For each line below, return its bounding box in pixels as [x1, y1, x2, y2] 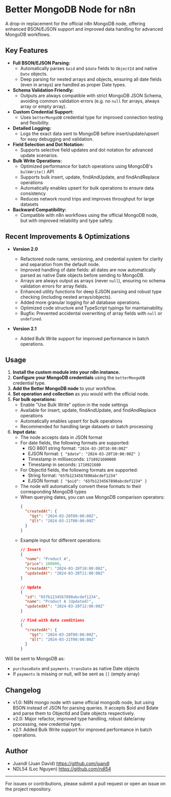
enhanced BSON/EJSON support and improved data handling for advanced [5, 26, 163, 32]
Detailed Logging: [12, 125, 51, 131]
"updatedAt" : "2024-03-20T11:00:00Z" [24, 571, 105, 576]
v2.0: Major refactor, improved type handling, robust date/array [12, 715, 146, 722]
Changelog [5, 685, 41, 694]
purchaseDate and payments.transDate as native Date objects [12, 666, 139, 672]
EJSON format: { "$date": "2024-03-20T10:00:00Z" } [27, 451, 140, 457]
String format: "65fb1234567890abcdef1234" [27, 472, 118, 479]
